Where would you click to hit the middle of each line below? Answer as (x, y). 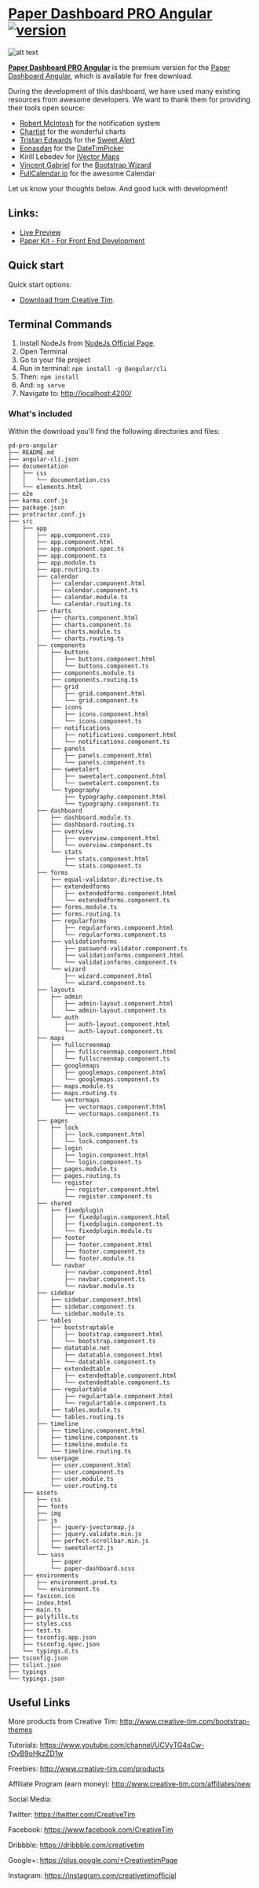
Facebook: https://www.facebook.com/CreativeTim (91, 1830)
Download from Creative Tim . (67, 299)
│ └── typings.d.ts (44, 1651)
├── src (21, 521)
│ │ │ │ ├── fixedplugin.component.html (89, 1217)
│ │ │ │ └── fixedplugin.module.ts (80, 1231)
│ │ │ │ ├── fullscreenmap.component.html (93, 1052)
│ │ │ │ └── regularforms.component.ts (88, 935)
